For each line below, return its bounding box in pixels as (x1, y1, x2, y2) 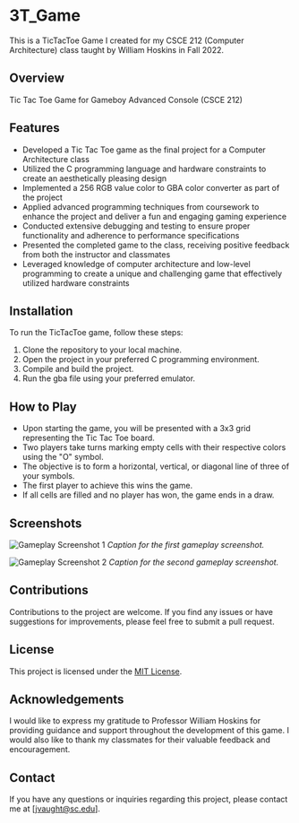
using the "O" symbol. (21, 452, 105, 463)
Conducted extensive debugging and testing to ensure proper (21, 221, 251, 231)
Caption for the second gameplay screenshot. (108, 557, 279, 567)
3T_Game (9, 5, 81, 26)
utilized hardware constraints (21, 277, 130, 288)
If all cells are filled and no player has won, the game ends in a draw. (21, 489, 275, 500)
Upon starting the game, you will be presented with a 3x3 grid (21, 423, 251, 434)
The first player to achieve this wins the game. (21, 481, 193, 491)
